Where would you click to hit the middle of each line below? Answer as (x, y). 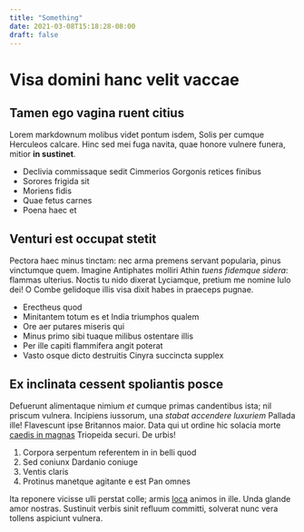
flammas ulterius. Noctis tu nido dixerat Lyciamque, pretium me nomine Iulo (150, 280)
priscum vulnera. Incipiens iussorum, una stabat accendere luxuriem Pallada (152, 415)
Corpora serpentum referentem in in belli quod (109, 452)
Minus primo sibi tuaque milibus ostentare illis (108, 336)
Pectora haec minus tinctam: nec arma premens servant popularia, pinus (145, 261)
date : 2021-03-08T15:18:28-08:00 (73, 26)
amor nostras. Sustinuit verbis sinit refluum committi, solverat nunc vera (144, 508)
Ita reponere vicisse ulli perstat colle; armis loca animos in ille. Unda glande (150, 499)
